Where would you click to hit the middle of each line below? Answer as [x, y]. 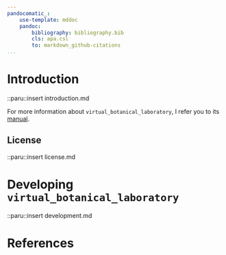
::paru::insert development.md [50, 215]
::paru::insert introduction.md [48, 98]
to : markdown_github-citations [76, 45]
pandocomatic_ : [29, 13]
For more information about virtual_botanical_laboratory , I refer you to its [113, 111]
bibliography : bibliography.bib [78, 33]
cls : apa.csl [50, 39]
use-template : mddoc [49, 20]
